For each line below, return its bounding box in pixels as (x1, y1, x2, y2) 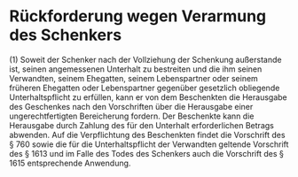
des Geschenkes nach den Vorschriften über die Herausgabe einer (9, 101, 254, 112)
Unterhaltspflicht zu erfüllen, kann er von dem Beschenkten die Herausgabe (9, 91, 287, 103)
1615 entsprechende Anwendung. (9, 158, 131, 168)
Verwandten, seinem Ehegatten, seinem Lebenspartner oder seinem (9, 73, 259, 83)
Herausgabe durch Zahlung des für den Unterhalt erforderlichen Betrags (9, 119, 275, 130)
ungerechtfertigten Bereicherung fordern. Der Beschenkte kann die (9, 111, 255, 121)
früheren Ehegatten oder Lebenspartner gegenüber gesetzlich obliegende (9, 82, 280, 93)
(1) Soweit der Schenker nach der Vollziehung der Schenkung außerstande (9, 54, 282, 65)
